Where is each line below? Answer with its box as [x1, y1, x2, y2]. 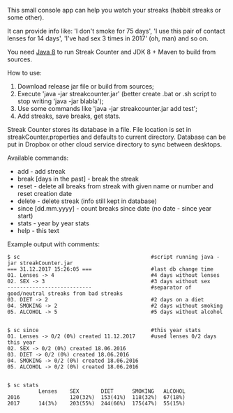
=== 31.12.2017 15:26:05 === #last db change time [7, 266, 214, 273]
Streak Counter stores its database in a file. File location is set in [7, 126, 192, 133]
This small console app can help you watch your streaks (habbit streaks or [7, 6, 221, 14]
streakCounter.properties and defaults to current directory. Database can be [7, 133, 227, 141]
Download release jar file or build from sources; [17, 82, 155, 90]
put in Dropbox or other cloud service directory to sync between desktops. [7, 140, 222, 149]
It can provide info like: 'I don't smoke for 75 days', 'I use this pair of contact [7, 27, 225, 35]
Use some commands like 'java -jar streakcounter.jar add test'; [17, 105, 197, 112]
